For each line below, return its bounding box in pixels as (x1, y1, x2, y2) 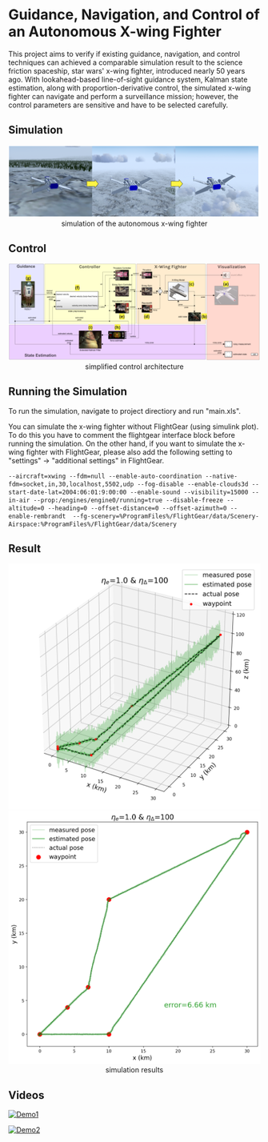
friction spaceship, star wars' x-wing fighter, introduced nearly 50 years (8, 66, 246, 75)
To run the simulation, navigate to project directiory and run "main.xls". (8, 406, 242, 415)
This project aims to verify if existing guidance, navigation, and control (8, 49, 240, 58)
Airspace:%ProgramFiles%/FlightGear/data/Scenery (8, 520, 178, 528)
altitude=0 (8, 504, 45, 512)
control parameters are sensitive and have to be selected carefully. (8, 100, 229, 110)
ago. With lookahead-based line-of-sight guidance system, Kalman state (8, 74, 248, 84)
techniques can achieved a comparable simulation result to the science (8, 58, 243, 67)
